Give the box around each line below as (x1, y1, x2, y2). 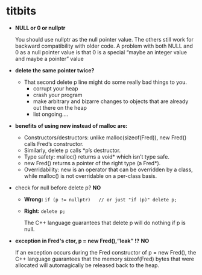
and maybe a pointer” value (14, 55, 84, 62)
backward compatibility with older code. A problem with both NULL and (14, 42, 193, 49)
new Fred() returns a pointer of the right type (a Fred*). (24, 159, 161, 166)
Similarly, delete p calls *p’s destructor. (24, 147, 121, 154)
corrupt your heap (33, 84, 78, 92)
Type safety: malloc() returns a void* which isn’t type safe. (24, 153, 170, 160)
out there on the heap (33, 104, 87, 111)
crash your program (33, 91, 83, 98)
